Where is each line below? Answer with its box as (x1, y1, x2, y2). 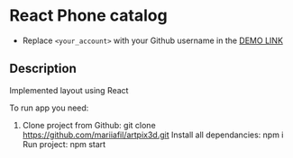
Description (9, 61, 77, 76)
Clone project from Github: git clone (22, 119, 156, 130)
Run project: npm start (22, 138, 106, 149)
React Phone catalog (9, 5, 169, 26)
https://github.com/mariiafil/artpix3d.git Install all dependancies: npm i (22, 129, 284, 140)
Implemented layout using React (9, 84, 129, 95)
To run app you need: (9, 102, 89, 113)
